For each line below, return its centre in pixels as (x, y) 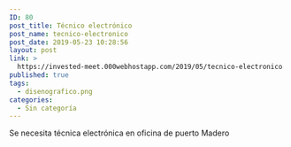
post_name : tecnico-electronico (69, 34)
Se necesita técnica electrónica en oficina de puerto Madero (119, 133)
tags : (19, 83)
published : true (39, 75)
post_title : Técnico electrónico (71, 26)
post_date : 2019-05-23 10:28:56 (69, 42)
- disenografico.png (55, 91)
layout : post (33, 50)
